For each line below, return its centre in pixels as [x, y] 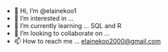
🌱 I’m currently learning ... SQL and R [68, 26]
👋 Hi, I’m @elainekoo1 [45, 11]
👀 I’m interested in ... [44, 18]
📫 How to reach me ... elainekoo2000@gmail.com [87, 41]
